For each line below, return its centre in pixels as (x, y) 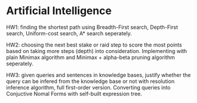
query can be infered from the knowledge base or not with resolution (90, 81)
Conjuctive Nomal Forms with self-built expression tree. (74, 94)
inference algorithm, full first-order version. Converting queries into (88, 87)
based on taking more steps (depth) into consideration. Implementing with (97, 51)
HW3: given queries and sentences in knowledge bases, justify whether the (99, 75)
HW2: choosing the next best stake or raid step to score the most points (94, 45)
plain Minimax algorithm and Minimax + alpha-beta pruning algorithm (90, 57)
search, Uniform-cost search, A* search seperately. (69, 33)
